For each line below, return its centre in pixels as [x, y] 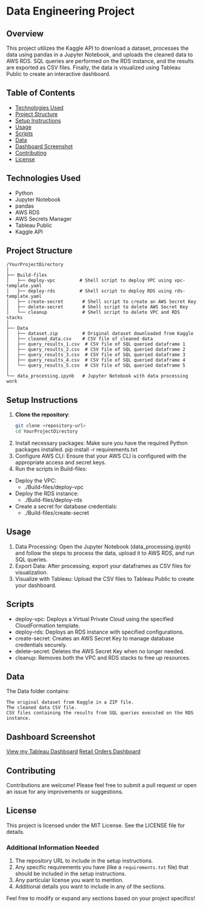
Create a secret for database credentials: [66, 506]
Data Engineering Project [71, 11]
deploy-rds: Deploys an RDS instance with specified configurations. [99, 632]
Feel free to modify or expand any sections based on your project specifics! [101, 898]
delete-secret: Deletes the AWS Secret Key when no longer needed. [100, 651]
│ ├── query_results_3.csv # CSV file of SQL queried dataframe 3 [96, 355]
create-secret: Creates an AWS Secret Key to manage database [95, 638]
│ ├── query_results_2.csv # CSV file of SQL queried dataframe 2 [96, 350]
